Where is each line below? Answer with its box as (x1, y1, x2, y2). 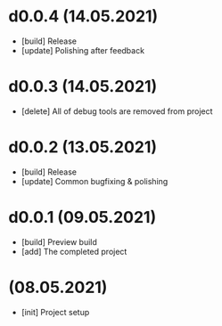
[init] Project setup (21, 306, 90, 317)
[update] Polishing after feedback (21, 45, 144, 55)
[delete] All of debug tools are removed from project (21, 105, 213, 117)
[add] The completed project (21, 246, 127, 257)
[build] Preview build (21, 236, 97, 247)
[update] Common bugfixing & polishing (21, 175, 169, 186)
